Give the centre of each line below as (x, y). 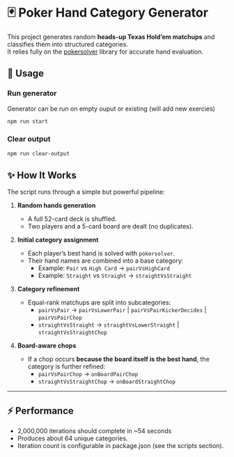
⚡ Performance (41, 411)
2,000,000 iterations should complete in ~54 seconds (94, 431)
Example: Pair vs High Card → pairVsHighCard (104, 268)
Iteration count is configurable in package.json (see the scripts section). (120, 446)
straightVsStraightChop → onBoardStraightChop (107, 381)
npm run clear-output (39, 153)
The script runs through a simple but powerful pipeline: (86, 192)
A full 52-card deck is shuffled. (72, 219)
